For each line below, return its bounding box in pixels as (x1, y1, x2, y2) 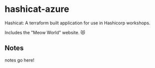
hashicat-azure (4, 3, 70, 15)
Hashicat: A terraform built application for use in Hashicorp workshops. (4, 20, 151, 26)
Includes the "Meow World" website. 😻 (4, 29, 85, 35)
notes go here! (4, 57, 35, 63)
